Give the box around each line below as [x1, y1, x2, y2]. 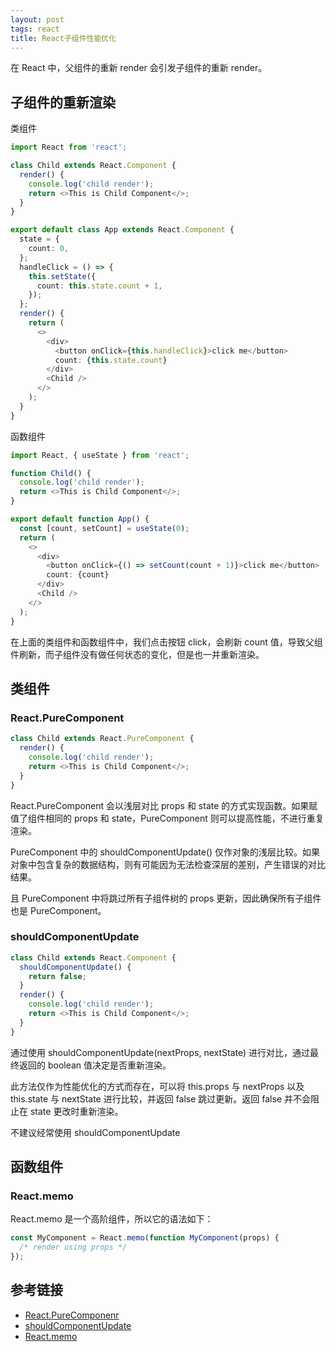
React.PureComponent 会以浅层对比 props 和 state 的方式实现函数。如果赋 [10, 799, 318, 811]
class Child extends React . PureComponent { [10, 734, 195, 744]
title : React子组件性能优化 [10, 33, 117, 43]
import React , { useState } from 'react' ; [10, 450, 190, 460]
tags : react [10, 24, 60, 34]
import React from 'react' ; [10, 142, 128, 153]
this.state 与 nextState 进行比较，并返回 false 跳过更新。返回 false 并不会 [10, 1092, 311, 1105]
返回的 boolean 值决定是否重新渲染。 [18, 1059, 172, 1071]
